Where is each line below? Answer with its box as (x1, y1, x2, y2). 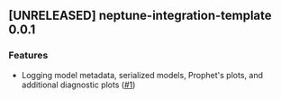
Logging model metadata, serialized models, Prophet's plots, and (21, 69, 263, 80)
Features (8, 49, 49, 62)
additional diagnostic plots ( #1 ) (21, 79, 136, 90)
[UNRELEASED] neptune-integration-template (8, 8, 272, 23)
